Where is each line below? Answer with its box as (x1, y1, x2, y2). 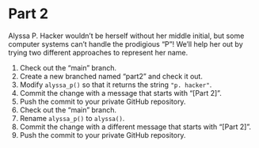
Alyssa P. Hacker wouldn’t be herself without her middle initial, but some (8, 31, 245, 40)
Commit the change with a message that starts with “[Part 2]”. (19, 88, 222, 97)
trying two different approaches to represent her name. (8, 47, 189, 57)
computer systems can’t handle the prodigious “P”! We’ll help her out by (8, 39, 243, 48)
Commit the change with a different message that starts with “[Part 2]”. (19, 122, 252, 131)
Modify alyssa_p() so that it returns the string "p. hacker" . (19, 80, 212, 89)
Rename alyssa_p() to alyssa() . (19, 113, 125, 123)
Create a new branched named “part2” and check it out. (19, 71, 204, 81)
